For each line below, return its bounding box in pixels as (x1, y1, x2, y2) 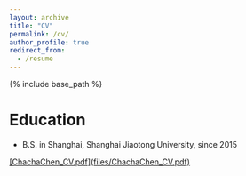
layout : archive (9, 12, 69, 22)
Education (9, 110, 86, 130)
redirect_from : (9, 46, 66, 55)
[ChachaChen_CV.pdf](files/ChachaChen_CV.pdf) (9, 156, 191, 167)
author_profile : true (9, 37, 90, 47)
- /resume (17, 54, 53, 63)
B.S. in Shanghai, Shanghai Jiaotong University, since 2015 (21, 139, 238, 149)
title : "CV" (9, 21, 53, 30)
